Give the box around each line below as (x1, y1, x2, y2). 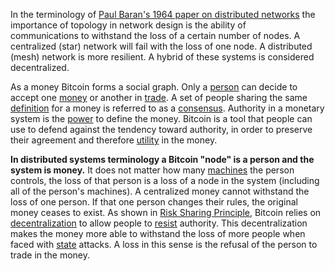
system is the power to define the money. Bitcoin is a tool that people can (10, 113, 313, 124)
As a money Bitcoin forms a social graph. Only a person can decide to (10, 81, 298, 93)
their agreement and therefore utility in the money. (10, 134, 218, 146)
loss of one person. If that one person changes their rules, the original (10, 196, 298, 208)
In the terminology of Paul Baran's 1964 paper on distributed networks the (10, 9, 316, 20)
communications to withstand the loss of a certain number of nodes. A (10, 30, 301, 41)
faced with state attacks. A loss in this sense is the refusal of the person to (10, 239, 318, 250)
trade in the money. (10, 249, 91, 261)
